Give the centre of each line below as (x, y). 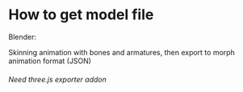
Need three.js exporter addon (57, 79)
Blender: (23, 37)
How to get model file (81, 15)
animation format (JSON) (50, 61)
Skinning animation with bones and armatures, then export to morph (122, 52)
